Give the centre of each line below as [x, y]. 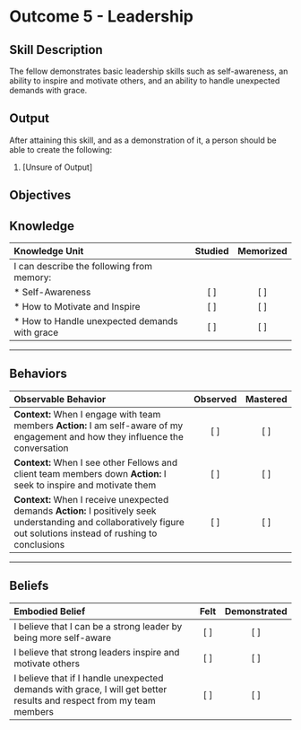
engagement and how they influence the [99, 436]
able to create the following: [61, 149]
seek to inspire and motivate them [85, 485]
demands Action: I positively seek [85, 511]
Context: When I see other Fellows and [95, 462]
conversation [41, 448]
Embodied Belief [50, 611]
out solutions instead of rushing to [86, 533]
